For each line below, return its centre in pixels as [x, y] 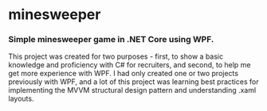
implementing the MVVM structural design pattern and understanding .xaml [132, 90]
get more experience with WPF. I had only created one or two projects [124, 74]
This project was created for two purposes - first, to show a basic [116, 56]
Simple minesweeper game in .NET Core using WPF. [111, 40]
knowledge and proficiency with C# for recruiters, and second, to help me [130, 65]
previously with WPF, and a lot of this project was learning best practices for [133, 82]
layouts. [21, 99]
